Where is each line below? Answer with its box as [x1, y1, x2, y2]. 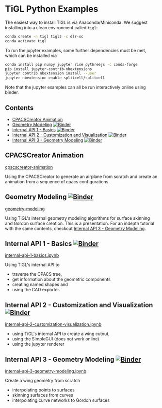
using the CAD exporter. [12, 287, 61, 293]
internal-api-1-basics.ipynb [5, 252, 59, 258]
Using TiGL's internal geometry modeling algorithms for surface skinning [5, 215, 150, 221]
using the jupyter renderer [12, 341, 65, 347]
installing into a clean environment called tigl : [5, 24, 98, 30]
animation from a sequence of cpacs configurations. [5, 178, 110, 184]
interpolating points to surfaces [12, 387, 75, 393]
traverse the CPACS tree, [12, 271, 62, 277]
